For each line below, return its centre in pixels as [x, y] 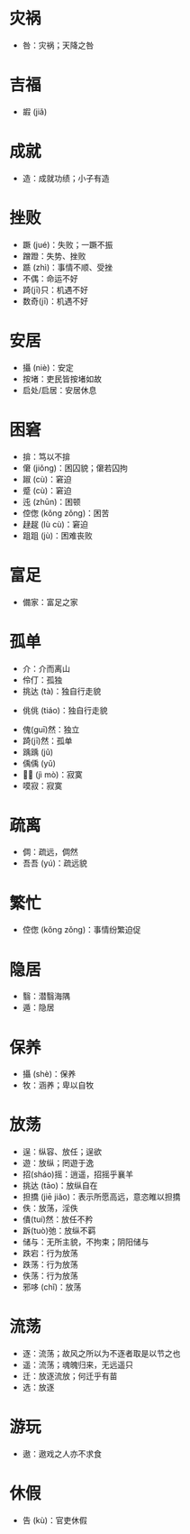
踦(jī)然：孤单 [47, 740]
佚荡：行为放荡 [50, 1276]
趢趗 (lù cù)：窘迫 [55, 524]
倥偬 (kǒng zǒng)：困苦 [66, 513]
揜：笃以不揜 [46, 456]
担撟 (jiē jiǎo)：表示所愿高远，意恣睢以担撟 [101, 1197]
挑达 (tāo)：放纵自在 [60, 1186]
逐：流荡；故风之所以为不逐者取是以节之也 [101, 1354]
